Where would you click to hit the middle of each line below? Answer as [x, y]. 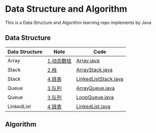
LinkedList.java [93, 106]
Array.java [88, 61]
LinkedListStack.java [100, 79]
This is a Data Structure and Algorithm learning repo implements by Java [78, 22]
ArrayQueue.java [95, 88]
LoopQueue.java [95, 97]
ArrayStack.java [94, 69]
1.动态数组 [59, 61]
